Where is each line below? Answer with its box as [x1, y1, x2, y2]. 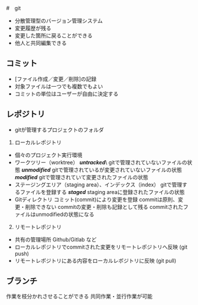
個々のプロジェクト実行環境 [14, 151, 83, 158]
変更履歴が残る [14, 25, 51, 31]
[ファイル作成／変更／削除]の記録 [14, 75, 97, 82]
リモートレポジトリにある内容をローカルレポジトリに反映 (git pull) [14, 257, 177, 264]
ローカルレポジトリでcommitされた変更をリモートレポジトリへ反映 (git [14, 243, 188, 250]
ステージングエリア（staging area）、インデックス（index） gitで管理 [14, 181, 183, 188]
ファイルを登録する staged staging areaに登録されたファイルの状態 [20, 188, 185, 195]
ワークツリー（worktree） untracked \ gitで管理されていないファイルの [14, 158, 187, 166]
